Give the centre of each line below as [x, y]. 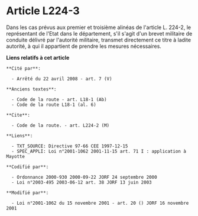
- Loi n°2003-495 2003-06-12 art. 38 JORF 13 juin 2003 [82, 182]
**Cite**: [18, 115]
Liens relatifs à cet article [38, 57]
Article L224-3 [43, 11]
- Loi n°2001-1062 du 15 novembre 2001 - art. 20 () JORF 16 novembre [100, 203]
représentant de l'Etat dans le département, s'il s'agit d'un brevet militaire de [99, 33]
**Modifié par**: [27, 193]
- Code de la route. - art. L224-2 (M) [61, 125]
